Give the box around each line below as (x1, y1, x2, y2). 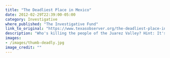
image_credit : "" (5, 45, 42, 50)
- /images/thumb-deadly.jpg (5, 40, 65, 45)
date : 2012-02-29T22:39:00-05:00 (5, 12, 76, 17)
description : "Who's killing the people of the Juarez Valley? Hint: (5, 31, 155, 36)
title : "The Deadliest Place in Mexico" (5, 7, 92, 13)
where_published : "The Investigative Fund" (5, 21, 99, 27)
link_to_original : (5, 26, 44, 31)
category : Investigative (5, 17, 58, 22)
